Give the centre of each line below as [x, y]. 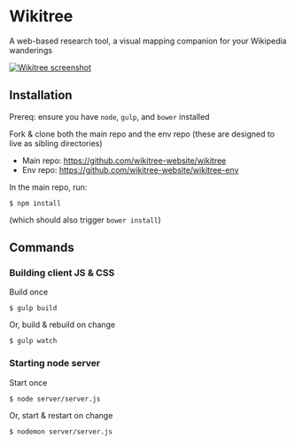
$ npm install [35, 203]
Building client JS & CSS [62, 273]
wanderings [31, 50]
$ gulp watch [33, 341]
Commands [42, 248]
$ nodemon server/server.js [61, 432]
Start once [28, 382]
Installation [41, 95]
